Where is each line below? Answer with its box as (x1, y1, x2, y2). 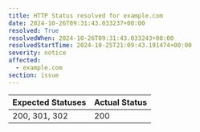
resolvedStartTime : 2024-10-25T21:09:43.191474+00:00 (8, 42, 193, 50)
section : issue (8, 71, 59, 79)
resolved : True (8, 26, 59, 34)
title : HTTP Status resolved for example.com (8, 11, 163, 20)
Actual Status (93, 97, 147, 108)
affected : (8, 57, 42, 65)
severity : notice (8, 49, 67, 57)
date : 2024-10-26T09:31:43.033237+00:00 (8, 19, 146, 27)
